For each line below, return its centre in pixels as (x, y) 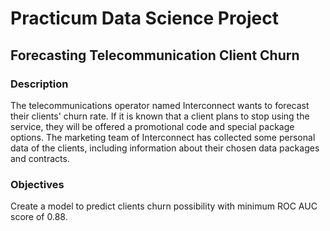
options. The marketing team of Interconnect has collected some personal (163, 137)
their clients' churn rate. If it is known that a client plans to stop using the (160, 116)
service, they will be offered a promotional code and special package (152, 126)
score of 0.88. (39, 217)
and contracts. (40, 158)
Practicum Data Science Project (144, 18)
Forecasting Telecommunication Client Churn (155, 55)
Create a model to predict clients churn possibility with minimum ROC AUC (164, 206)
